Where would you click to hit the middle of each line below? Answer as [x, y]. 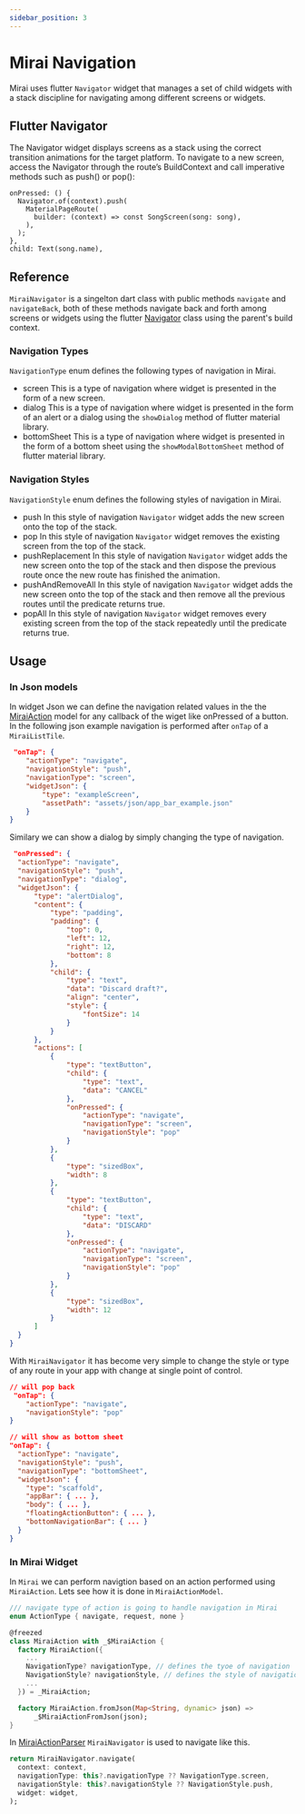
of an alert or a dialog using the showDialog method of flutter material [151, 418]
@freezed [26, 1632]
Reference [39, 276]
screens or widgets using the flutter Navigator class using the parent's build [151, 318]
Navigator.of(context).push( [73, 202]
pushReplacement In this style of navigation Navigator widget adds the [155, 556]
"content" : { [58, 904]
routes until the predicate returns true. [93, 604]
